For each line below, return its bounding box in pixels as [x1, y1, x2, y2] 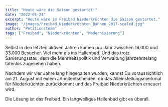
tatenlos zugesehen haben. [5, 61, 62, 66]
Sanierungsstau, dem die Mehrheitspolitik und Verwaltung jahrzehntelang [5, 55, 157, 61]
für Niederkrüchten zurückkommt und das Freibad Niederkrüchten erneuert [5, 81, 161, 87]
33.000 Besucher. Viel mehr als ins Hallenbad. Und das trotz [5, 50, 130, 56]
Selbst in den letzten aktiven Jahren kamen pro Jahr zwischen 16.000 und [5, 45, 158, 50]
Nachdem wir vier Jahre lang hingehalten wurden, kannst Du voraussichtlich [5, 70, 163, 76]
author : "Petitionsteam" [5, 26, 57, 31]
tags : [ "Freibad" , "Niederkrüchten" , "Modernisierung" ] [5, 31, 124, 36]
